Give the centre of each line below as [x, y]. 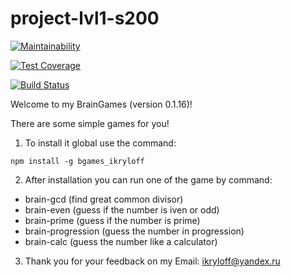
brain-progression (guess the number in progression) [134, 231]
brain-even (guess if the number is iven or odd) [122, 209]
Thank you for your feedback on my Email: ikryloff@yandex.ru [152, 261]
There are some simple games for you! [90, 123]
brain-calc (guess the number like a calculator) [121, 241]
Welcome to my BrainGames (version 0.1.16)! [101, 104]
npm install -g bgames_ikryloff [77, 161]
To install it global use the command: [100, 143]
